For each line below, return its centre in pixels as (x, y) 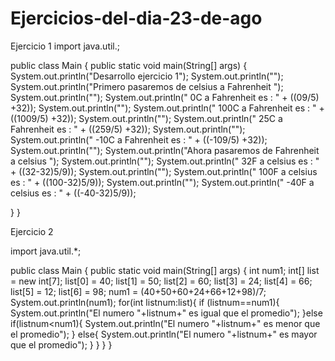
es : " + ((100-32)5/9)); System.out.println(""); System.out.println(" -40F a (162, 182)
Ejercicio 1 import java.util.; (65, 46)
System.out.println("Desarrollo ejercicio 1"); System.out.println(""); (147, 76)
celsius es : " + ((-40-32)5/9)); (73, 193)
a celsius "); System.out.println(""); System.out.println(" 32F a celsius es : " (165, 161)
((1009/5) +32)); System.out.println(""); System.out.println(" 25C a (146, 118)
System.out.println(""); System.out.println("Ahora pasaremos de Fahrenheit (165, 150)
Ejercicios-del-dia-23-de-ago (136, 18)
